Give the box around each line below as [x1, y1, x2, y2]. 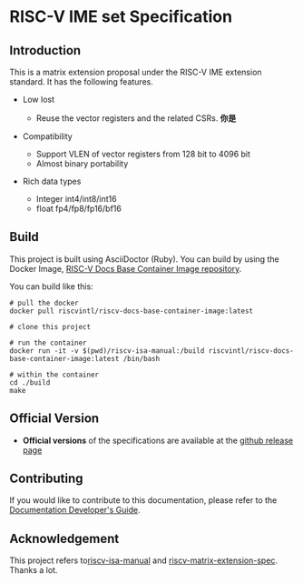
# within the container [9, 370, 100, 379]
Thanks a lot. [9, 565, 58, 576]
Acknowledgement [9, 530, 120, 547]
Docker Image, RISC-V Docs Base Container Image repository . [9, 263, 242, 274]
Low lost [22, 94, 55, 105]
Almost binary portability [35, 158, 129, 169]
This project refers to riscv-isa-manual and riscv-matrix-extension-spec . [9, 555, 279, 566]
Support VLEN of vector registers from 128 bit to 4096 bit [35, 148, 251, 159]
